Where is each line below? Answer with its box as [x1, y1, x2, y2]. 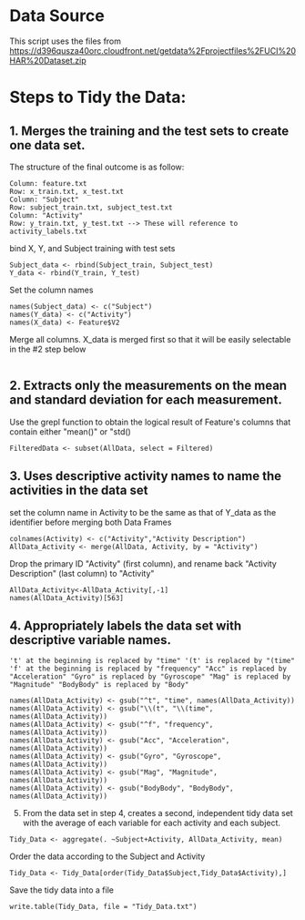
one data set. [9, 138, 86, 153]
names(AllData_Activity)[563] [9, 593, 125, 602]
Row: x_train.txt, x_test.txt [9, 187, 125, 196]
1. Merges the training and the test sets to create [9, 123, 290, 138]
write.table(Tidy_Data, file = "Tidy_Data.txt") [9, 903, 198, 912]
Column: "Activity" [9, 210, 84, 220]
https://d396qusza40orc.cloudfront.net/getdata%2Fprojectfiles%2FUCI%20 [9, 45, 297, 56]
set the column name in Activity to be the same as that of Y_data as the [9, 506, 277, 517]
